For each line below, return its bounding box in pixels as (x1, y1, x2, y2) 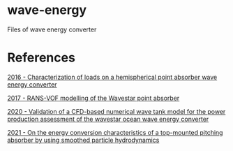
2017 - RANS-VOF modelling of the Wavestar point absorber (7, 94, 180, 102)
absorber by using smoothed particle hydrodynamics (7, 136, 160, 144)
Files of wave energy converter (7, 25, 97, 34)
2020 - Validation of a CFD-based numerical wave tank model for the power (7, 107, 226, 115)
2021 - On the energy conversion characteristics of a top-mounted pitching (7, 128, 223, 136)
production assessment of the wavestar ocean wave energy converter (7, 115, 209, 123)
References (7, 50, 75, 66)
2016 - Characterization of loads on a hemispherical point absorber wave (7, 73, 218, 81)
